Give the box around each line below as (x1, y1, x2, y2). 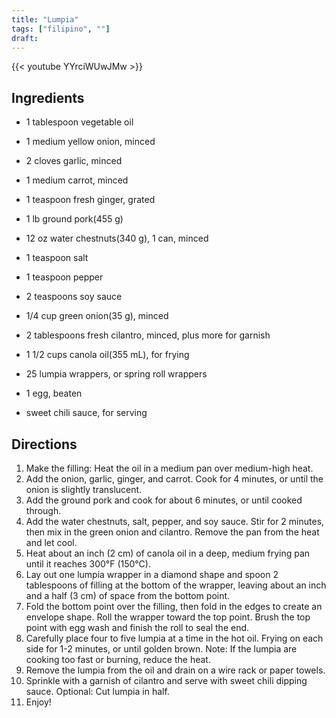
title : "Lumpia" (11, 14, 79, 25)
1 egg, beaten (25, 387, 83, 400)
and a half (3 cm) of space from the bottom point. (25, 590, 231, 601)
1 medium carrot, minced (25, 174, 129, 186)
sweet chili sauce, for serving (25, 407, 148, 419)
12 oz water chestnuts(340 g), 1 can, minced (25, 232, 209, 245)
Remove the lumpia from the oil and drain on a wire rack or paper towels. (25, 664, 326, 676)
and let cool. (25, 537, 78, 548)
